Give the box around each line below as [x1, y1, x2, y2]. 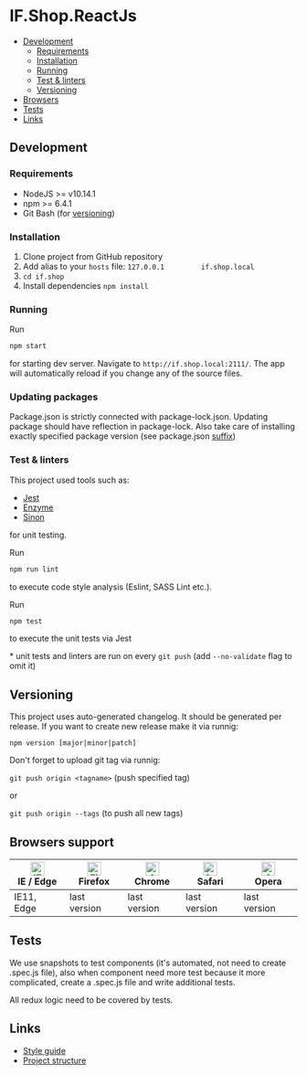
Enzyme [22, 502, 54, 513]
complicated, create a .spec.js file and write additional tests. [9, 976, 236, 987]
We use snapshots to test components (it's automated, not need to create [9, 957, 286, 968]
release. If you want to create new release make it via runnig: [9, 721, 239, 732]
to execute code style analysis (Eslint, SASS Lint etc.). [9, 581, 213, 592]
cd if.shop [22, 271, 65, 282]
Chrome [133, 875, 171, 888]
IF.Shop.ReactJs [9, 5, 137, 27]
